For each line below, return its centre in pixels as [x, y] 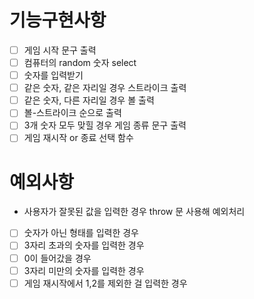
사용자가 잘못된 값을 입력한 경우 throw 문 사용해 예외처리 [134, 212]
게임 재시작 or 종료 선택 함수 [78, 138]
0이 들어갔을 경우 [57, 258]
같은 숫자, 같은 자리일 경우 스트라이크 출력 [105, 88]
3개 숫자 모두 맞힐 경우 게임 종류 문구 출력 [105, 125]
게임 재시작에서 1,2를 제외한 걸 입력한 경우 [105, 283]
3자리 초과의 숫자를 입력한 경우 [84, 245]
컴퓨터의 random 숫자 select [80, 62]
